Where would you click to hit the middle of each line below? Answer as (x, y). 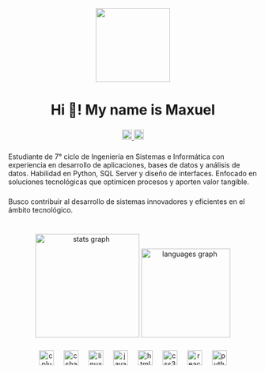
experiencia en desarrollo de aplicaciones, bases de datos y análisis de (124, 165)
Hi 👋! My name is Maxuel (133, 110)
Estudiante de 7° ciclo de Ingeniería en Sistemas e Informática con (116, 156)
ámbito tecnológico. (41, 209)
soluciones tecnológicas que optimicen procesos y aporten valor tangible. (129, 182)
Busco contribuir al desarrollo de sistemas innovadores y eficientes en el (127, 202)
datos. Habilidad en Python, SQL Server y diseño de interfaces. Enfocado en (132, 174)
